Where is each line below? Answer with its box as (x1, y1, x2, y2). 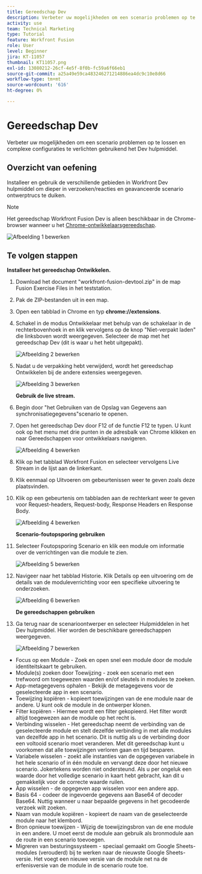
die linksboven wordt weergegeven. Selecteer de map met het (15, 333, 170, 340)
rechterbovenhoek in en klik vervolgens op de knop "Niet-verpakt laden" (15, 326, 196, 333)
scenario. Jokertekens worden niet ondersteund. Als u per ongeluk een (15, 765, 192, 773)
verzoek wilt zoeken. (15, 804, 67, 811)
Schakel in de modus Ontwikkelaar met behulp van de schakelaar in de (15, 320, 191, 327)
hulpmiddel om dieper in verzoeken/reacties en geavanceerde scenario (7, 185, 184, 192)
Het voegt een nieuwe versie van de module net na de (33, 855, 168, 863)
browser (7, 221, 28, 228)
